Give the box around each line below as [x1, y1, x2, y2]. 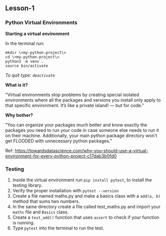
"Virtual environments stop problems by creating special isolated [5, 92, 139, 98]
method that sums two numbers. [12, 198, 80, 204]
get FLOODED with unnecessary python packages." [5, 138, 112, 144]
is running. [12, 219, 35, 225]
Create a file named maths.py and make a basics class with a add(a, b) [12, 193, 161, 199]
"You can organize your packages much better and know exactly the [5, 122, 147, 128]
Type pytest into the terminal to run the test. [12, 225, 105, 231]
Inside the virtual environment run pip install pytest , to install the [12, 177, 152, 183]
